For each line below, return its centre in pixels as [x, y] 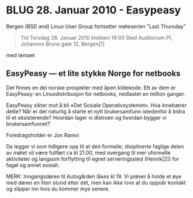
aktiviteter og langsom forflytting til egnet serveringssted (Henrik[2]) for [93, 159]
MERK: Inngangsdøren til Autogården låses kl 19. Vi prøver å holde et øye [94, 176]
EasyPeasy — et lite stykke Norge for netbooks [93, 74]
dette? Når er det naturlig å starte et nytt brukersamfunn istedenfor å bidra [96, 111]
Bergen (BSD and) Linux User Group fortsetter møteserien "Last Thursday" [96, 26]
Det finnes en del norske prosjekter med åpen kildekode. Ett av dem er [91, 88]
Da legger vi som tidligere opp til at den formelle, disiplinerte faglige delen [95, 146]
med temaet [20, 55]
